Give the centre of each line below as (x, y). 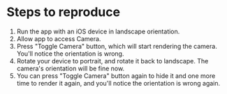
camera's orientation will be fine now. (71, 68)
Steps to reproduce (63, 12)
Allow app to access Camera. (59, 38)
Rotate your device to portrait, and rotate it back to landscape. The (112, 61)
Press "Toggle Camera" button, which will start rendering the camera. (117, 46)
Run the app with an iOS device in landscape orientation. (98, 31)
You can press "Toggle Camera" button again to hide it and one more (116, 76)
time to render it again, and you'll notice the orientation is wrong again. (118, 83)
